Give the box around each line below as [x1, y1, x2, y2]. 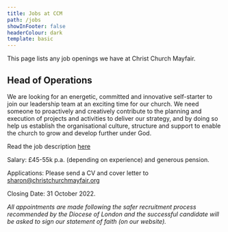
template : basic [7, 36, 53, 43]
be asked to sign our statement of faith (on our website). [7, 217, 166, 225]
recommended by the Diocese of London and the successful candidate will [7, 210, 219, 218]
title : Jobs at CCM [7, 10, 63, 17]
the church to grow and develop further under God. [7, 128, 152, 137]
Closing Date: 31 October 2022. [7, 189, 96, 198]
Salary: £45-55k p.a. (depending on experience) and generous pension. [7, 155, 210, 163]
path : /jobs [7, 16, 41, 23]
